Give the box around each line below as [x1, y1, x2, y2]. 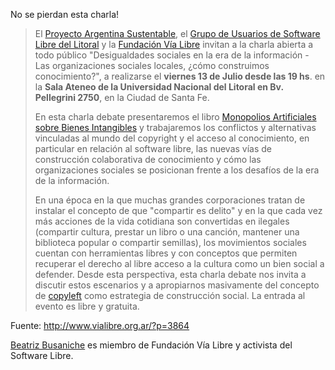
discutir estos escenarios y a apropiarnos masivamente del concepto [34, 279, 320, 291]
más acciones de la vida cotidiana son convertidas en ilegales [34, 215, 290, 227]
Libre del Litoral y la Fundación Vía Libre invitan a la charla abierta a [34, 39, 314, 50]
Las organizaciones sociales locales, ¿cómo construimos [34, 60, 270, 71]
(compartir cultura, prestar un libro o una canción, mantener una [34, 226, 300, 238]
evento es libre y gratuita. [34, 300, 140, 312]
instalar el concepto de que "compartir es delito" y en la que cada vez [34, 205, 323, 216]
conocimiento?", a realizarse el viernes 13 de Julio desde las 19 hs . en [34, 70, 326, 82]
